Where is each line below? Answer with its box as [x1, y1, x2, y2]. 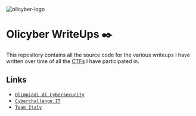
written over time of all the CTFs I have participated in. [6, 57, 140, 65]
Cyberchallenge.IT [14, 98, 61, 104]
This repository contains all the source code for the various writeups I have [6, 51, 191, 58]
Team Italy [14, 104, 42, 110]
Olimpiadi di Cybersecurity [14, 92, 85, 98]
